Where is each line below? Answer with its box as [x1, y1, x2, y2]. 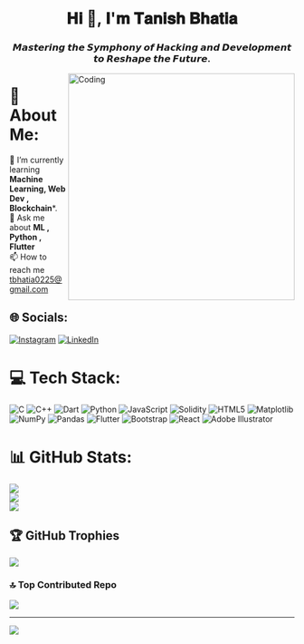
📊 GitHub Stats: [9, 446, 133, 467]
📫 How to [9, 251, 47, 262]
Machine [9, 174, 43, 185]
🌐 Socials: [9, 310, 69, 326]
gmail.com [9, 284, 49, 295]
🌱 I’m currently [9, 154, 64, 166]
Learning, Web [9, 183, 66, 194]
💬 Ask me [9, 212, 45, 223]
